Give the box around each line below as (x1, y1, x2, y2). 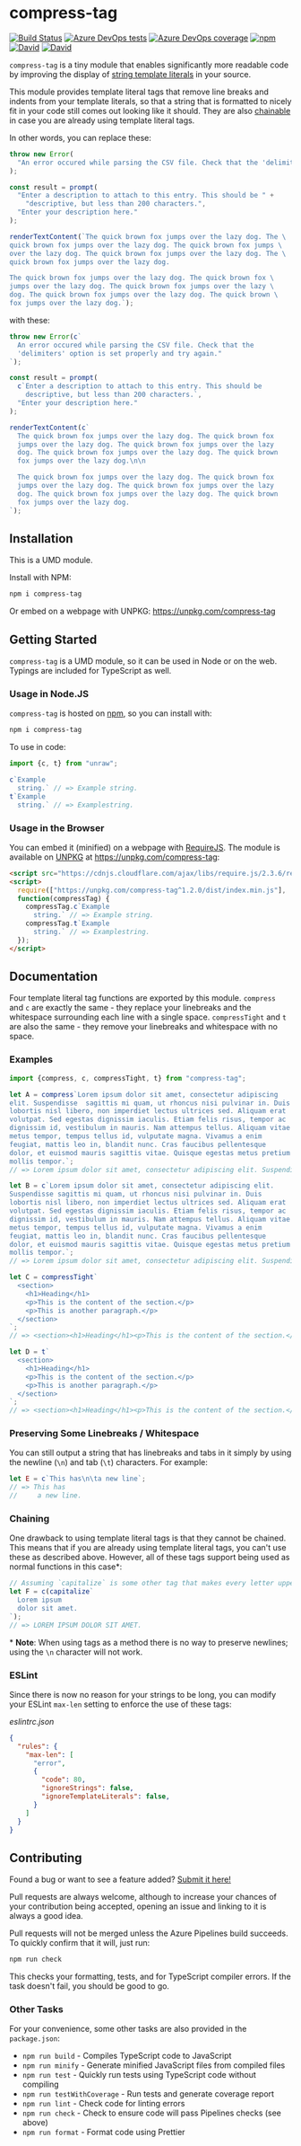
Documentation (9, 969, 99, 985)
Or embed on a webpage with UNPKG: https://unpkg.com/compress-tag (9, 605, 276, 617)
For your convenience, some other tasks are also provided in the (9, 2024, 247, 2035)
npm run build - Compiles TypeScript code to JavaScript (21, 2051, 232, 2062)
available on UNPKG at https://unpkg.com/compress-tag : (9, 852, 220, 862)
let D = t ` (9, 1347, 50, 1356)
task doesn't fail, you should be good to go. (9, 1981, 170, 1991)
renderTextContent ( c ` (9, 423, 90, 432)
